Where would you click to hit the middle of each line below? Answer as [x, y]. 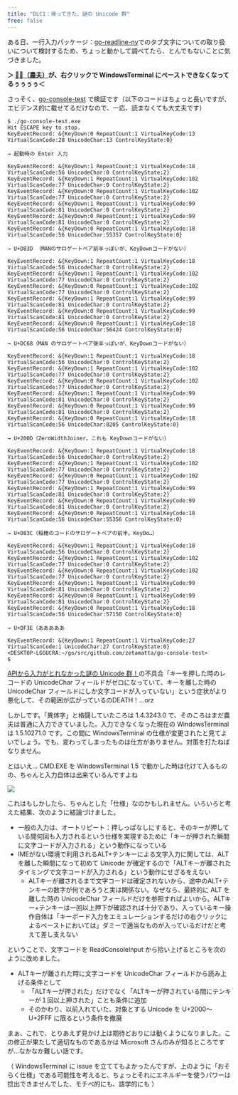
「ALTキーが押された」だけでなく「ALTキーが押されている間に [120, 991]
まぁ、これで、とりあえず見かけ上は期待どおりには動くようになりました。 [116, 1033]
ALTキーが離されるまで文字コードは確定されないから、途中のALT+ [125, 881]
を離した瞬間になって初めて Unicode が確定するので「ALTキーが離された [124, 863]
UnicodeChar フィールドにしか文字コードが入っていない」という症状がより [117, 691]
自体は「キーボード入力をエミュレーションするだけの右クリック [128, 916]
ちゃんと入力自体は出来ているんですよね [79, 774]
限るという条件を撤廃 [91, 1018]
